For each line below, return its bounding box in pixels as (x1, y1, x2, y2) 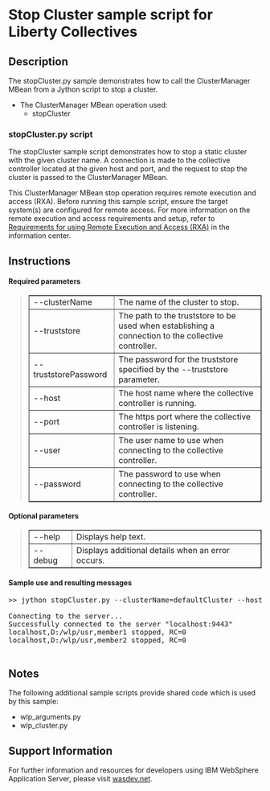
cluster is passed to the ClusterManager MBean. (8, 173, 169, 182)
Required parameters (8, 277, 81, 286)
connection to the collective (118, 330, 223, 341)
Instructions (8, 254, 71, 268)
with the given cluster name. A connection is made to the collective (8, 155, 231, 166)
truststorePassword (33, 368, 108, 379)
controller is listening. (118, 420, 199, 432)
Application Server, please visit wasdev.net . (8, 773, 153, 783)
